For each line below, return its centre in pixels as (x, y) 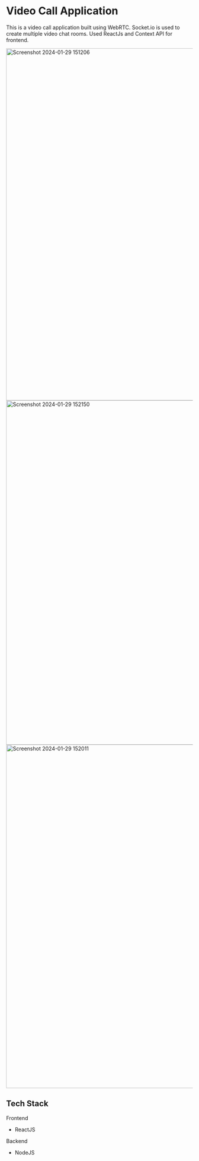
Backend (17, 1141)
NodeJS (25, 1152)
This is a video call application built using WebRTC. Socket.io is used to (93, 27)
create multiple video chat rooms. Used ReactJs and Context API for (89, 33)
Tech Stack (27, 1104)
